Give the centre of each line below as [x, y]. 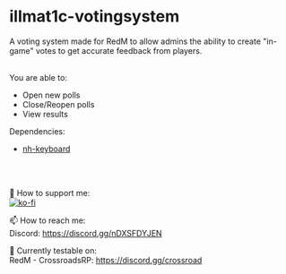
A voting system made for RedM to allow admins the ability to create [135, 41]
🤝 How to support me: [50, 193]
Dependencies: [37, 131]
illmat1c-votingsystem [95, 17]
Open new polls [51, 95]
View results [45, 114]
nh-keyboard [46, 149]
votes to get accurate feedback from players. [119, 50]
